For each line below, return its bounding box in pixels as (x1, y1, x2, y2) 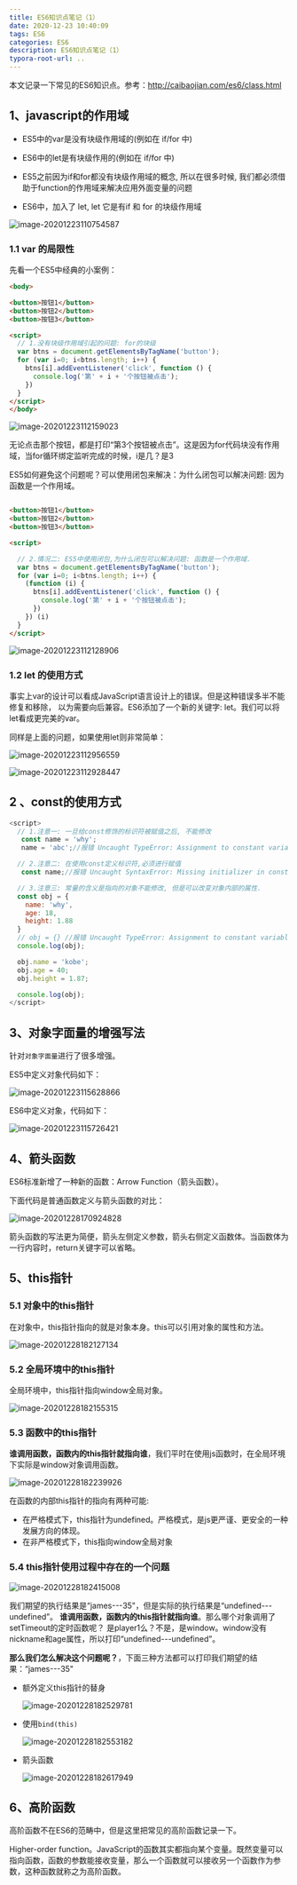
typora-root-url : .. (9, 54, 86, 63)
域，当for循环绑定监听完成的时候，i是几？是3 (9, 450, 175, 462)
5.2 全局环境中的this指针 (9, 1363, 115, 1375)
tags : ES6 (9, 29, 46, 38)
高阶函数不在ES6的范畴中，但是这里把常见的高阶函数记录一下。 (9, 1826, 242, 1836)
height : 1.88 (25, 916, 74, 926)
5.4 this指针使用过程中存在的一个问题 (9, 1561, 170, 1573)
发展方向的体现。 (21, 1525, 85, 1536)
